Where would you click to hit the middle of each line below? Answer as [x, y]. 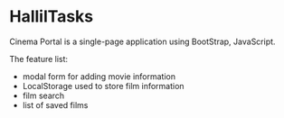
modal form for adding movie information [99, 76]
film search [43, 95]
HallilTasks [52, 17]
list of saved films [55, 104]
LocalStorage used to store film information [103, 86]
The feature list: [39, 59]
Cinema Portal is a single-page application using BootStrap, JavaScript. [142, 41]
